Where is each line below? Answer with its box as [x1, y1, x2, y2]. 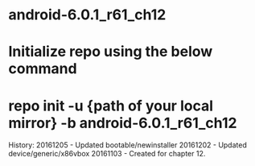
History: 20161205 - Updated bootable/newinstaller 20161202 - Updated [8, 140, 247, 150]
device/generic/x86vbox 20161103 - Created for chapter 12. [8, 149, 206, 159]
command [8, 60, 78, 78]
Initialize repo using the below [8, 43, 213, 61]
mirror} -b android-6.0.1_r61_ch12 [8, 114, 237, 132]
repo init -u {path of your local [8, 97, 213, 114]
